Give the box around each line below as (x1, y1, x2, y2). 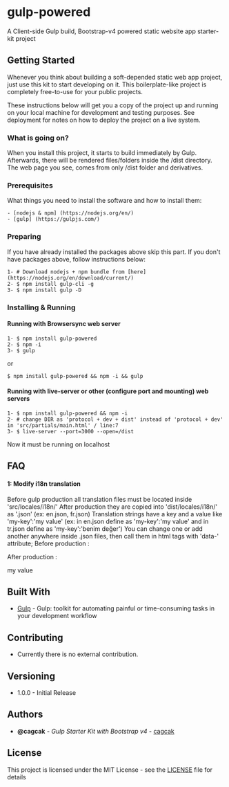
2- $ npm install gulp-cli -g (7, 280, 94, 287)
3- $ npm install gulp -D (7, 287, 81, 293)
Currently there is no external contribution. (17, 650, 139, 658)
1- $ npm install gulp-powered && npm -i (7, 410, 128, 417)
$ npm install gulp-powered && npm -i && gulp (7, 372, 143, 379)
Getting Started (7, 55, 75, 66)
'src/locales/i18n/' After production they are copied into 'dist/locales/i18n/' (7, 503, 218, 511)
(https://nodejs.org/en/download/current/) (7, 274, 135, 281)
